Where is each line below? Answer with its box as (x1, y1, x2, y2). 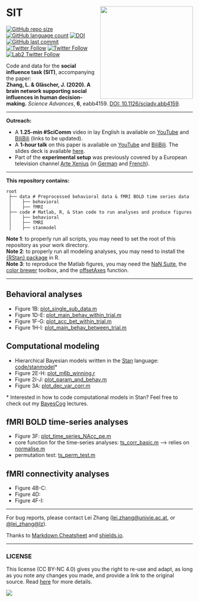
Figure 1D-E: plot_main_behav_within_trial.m (14, 311, 122, 318)
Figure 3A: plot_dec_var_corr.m (14, 382, 91, 389)
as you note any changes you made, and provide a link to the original (6, 572, 175, 579)
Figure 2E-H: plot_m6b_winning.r (14, 369, 95, 376)
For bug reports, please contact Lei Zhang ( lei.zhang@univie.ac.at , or (6, 514, 176, 521)
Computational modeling (6, 341, 99, 351)
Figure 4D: (14, 491, 41, 498)
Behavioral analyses (6, 289, 83, 299)
